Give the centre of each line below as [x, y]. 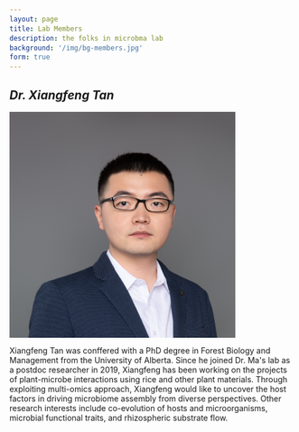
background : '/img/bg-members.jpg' [76, 48]
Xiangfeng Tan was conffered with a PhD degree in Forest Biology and [140, 350]
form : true [30, 57]
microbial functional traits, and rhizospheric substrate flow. [119, 418]
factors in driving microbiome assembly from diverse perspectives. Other [145, 399]
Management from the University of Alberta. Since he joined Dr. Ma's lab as [150, 360]
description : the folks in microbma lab [87, 38]
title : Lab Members [46, 28]
